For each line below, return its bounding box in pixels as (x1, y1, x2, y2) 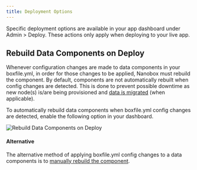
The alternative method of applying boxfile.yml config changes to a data (6, 151, 182, 158)
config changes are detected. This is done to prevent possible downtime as (6, 83, 190, 90)
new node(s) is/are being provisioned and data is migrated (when (6, 89, 166, 96)
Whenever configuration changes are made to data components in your (6, 64, 180, 71)
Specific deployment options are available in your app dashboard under (6, 25, 180, 32)
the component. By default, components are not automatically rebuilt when (6, 76, 189, 83)
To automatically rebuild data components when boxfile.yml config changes (6, 107, 191, 114)
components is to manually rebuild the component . (6, 157, 130, 164)
